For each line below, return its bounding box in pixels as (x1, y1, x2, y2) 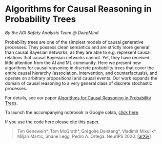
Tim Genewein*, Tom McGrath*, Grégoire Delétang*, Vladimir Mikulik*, (17, 128, 157, 134)
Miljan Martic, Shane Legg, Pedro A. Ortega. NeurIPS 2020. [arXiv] (17, 133, 151, 139)
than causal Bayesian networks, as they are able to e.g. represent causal (5, 49, 151, 55)
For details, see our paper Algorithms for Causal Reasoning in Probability (5, 95, 151, 100)
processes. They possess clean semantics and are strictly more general (5, 44, 150, 50)
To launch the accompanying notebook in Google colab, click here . (5, 109, 140, 115)
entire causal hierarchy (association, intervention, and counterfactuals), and (5, 70, 158, 76)
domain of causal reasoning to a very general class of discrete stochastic (5, 80, 153, 86)
